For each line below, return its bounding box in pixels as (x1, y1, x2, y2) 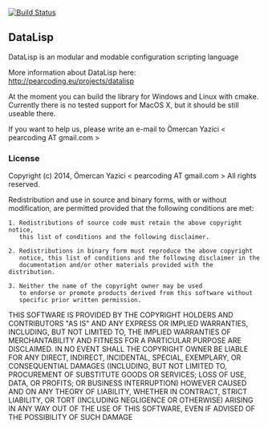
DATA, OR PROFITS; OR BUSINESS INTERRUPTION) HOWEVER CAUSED (8, 378, 247, 388)
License (8, 152, 40, 164)
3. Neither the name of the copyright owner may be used (8, 282, 203, 290)
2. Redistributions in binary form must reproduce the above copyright (8, 247, 253, 256)
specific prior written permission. (18, 297, 142, 305)
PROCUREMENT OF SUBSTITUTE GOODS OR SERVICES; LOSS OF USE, (8, 369, 247, 380)
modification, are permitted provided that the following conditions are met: (8, 204, 254, 213)
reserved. (8, 180, 40, 189)
